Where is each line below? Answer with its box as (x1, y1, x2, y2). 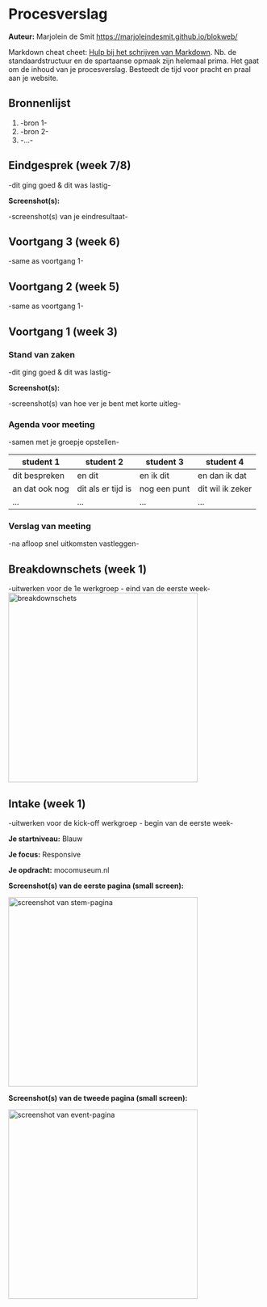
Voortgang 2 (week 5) (8, 280, 120, 294)
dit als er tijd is (77, 483, 132, 494)
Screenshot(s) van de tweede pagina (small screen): (8, 1093, 188, 1103)
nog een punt (140, 483, 190, 494)
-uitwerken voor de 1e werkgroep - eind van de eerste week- (8, 584, 211, 594)
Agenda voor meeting (8, 418, 95, 429)
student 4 (205, 456, 244, 467)
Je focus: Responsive (8, 850, 81, 860)
